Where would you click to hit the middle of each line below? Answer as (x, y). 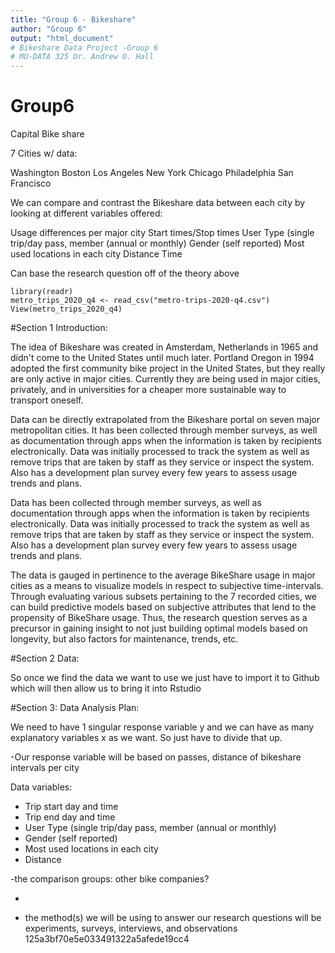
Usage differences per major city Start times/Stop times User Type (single (162, 233)
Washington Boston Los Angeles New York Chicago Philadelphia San (152, 173)
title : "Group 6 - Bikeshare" (73, 19)
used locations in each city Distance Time (96, 254)
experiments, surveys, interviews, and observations (131, 928)
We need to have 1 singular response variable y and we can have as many (162, 727)
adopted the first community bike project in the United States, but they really (168, 368)
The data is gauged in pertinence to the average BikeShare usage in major (163, 575)
